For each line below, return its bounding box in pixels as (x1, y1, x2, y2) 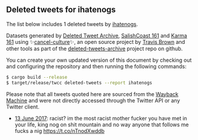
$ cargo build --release (6, 74, 68, 80)
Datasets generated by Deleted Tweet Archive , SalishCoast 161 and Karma (6, 32, 187, 39)
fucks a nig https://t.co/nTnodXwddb (14, 127, 105, 134)
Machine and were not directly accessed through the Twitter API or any (6, 97, 180, 104)
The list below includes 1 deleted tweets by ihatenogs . (6, 20, 138, 27)
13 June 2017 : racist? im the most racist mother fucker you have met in (14, 114, 187, 122)
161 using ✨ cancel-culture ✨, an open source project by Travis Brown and (6, 38, 186, 45)
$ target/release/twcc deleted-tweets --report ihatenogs (6, 79, 152, 85)
